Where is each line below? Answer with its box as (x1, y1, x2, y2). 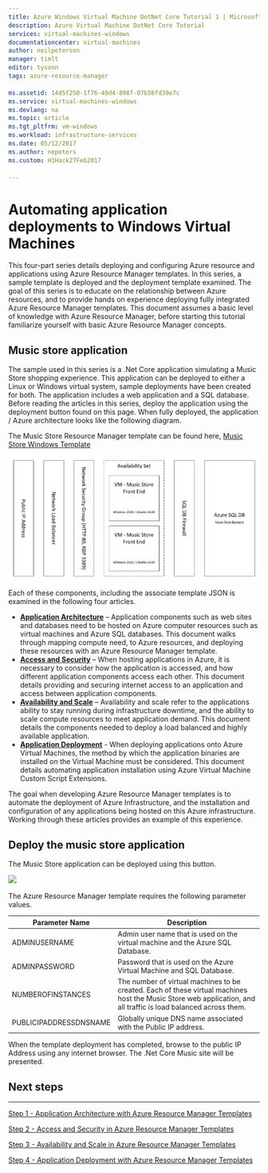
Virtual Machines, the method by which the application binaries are (19, 748, 240, 758)
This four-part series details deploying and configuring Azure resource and (8, 261, 255, 270)
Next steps (8, 1080, 64, 1094)
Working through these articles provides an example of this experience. (8, 815, 243, 824)
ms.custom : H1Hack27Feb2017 (8, 156, 102, 164)
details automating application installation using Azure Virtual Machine (19, 765, 251, 775)
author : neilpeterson (8, 46, 81, 55)
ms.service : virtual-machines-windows (8, 97, 137, 106)
